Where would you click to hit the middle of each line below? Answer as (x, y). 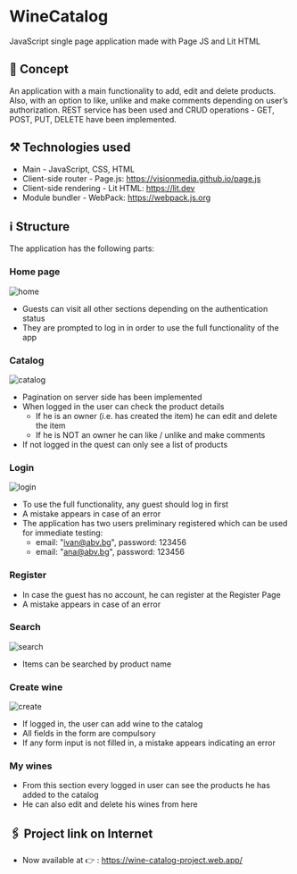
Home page (35, 272)
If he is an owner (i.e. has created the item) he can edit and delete (157, 416)
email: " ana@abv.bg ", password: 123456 (110, 552)
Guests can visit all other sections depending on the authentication (145, 308)
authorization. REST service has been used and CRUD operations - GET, (142, 110)
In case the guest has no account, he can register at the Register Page (151, 594)
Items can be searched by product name (97, 664)
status (33, 318)
